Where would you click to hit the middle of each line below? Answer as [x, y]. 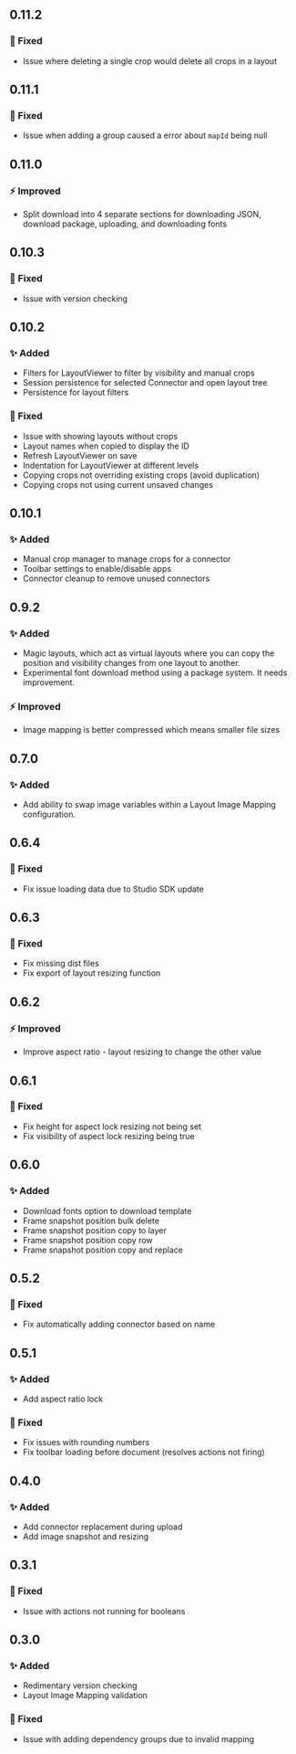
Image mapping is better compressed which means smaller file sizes [151, 730]
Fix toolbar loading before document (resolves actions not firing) [144, 1453]
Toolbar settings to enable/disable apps [97, 569]
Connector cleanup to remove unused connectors [116, 578]
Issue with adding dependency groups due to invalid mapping [138, 1738]
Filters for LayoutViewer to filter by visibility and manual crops [138, 373]
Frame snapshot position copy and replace [103, 1250]
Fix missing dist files [61, 964]
